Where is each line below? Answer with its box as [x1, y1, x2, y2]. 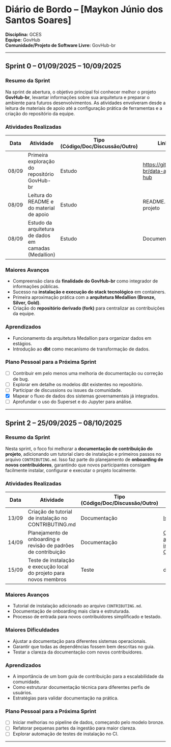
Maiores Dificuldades [5, 626, 60, 634]
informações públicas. [12, 284, 60, 290]
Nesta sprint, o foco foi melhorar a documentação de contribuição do [5, 446, 153, 452]
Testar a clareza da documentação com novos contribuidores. [12, 649, 143, 655]
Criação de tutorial [27, 508, 72, 516]
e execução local [27, 563, 69, 570]
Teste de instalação [27, 557, 75, 564]
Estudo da [27, 219, 52, 226]
